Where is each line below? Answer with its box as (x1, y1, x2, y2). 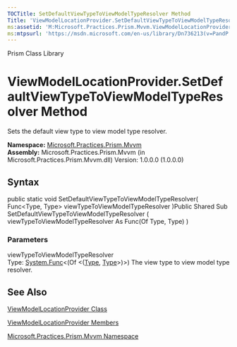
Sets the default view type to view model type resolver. (7, 127, 167, 136)
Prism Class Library (7, 49, 64, 58)
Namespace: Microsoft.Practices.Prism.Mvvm (7, 141, 142, 149)
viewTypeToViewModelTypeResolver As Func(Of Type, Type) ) (7, 217, 189, 225)
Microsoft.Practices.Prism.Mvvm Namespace (7, 332, 139, 341)
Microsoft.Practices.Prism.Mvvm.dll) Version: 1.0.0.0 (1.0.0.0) (7, 156, 184, 164)
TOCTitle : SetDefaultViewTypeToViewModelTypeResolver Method (7, 10, 191, 18)
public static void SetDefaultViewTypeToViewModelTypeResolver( (7, 195, 199, 203)
